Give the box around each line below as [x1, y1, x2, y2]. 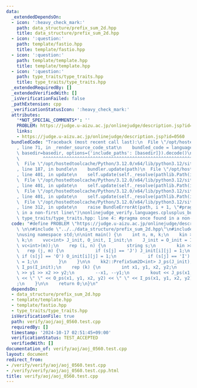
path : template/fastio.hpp [16, 42, 83, 47]
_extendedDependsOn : [11, 14, 62, 20]
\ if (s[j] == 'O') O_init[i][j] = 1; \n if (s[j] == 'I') [16, 253, 191, 259]
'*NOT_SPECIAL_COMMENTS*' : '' [16, 118, 91, 123]
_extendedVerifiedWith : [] [11, 90, 77, 96]
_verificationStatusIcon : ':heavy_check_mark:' [11, 107, 130, 112]
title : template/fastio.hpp [16, 47, 85, 53]
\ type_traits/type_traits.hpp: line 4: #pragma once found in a [16, 215, 180, 221]
